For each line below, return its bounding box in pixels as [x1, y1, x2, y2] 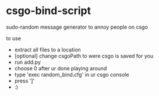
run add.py [14, 59, 41, 66]
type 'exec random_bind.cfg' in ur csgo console [14, 71, 129, 78]
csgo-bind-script [6, 4, 91, 18]
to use [6, 35, 22, 42]
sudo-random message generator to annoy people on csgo [6, 23, 149, 30]
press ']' [14, 77, 35, 84]
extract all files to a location [14, 46, 81, 53]
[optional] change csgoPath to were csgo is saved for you [14, 52, 153, 59]
